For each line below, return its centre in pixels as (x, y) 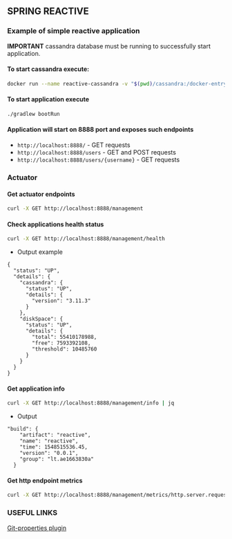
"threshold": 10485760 (65, 349)
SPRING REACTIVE (48, 11)
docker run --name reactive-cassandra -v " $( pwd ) (80, 84)
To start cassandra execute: (48, 69)
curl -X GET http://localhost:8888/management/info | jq (91, 403)
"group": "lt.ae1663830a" (57, 459)
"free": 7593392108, (61, 343)
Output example (40, 252)
